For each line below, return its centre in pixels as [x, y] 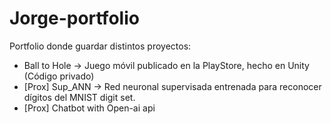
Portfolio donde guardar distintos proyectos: [100, 46]
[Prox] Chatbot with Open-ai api [89, 108]
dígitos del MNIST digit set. [79, 97]
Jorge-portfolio [74, 18]
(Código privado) [59, 76]
